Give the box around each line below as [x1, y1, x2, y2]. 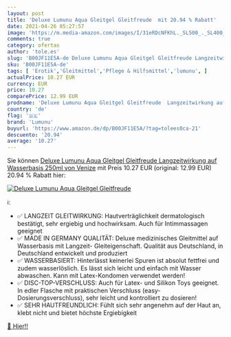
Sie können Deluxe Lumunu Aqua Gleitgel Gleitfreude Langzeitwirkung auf [7, 156, 217, 165]
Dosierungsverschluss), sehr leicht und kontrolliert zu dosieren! [16, 294, 197, 302]
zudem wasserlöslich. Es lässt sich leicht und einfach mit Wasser [16, 264, 201, 272]
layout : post [7, 10, 45, 17]
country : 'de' [7, 106, 48, 113]
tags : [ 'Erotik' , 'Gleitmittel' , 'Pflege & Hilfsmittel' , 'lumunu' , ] [7, 67, 208, 74]
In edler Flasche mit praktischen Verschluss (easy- [16, 286, 161, 295]
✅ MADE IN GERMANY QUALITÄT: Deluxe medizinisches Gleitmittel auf [16, 234, 219, 242]
